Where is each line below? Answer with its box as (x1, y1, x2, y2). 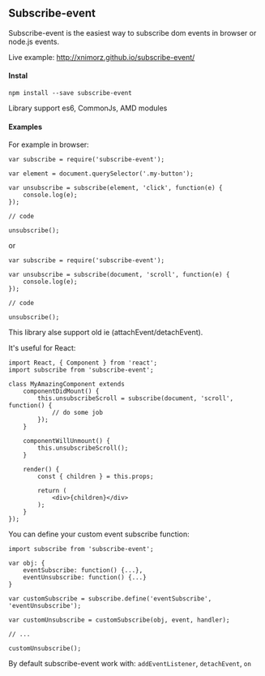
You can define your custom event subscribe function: (8, 529, 190, 539)
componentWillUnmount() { (23, 437, 111, 446)
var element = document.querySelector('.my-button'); (8, 170, 194, 178)
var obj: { (8, 559, 45, 567)
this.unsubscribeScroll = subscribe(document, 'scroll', (37, 394, 233, 403)
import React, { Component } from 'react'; (8, 359, 158, 368)
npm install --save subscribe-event (8, 89, 132, 97)
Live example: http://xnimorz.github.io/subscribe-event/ (8, 52, 195, 62)
